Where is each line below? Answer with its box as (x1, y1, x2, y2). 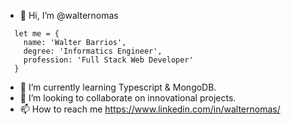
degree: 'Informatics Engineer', (23, 46, 163, 56)
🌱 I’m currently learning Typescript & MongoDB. (19, 81, 217, 93)
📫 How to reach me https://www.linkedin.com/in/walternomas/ (19, 103, 281, 115)
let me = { (14, 29, 60, 39)
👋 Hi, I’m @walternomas (19, 10, 119, 21)
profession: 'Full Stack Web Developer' (23, 55, 194, 65)
